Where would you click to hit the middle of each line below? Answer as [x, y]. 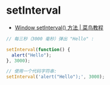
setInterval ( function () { [38, 49]
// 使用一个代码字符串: [32, 71]
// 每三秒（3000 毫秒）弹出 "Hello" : [50, 39]
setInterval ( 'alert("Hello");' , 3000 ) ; [56, 77]
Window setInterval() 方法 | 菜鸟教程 [59, 27]
